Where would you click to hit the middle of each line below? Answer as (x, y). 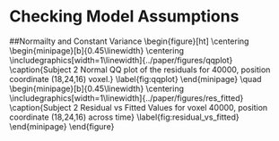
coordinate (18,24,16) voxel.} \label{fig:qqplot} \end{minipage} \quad (135, 79)
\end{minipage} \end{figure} (62, 126)
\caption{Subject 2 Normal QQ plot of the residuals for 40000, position (140, 70)
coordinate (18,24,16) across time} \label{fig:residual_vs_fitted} (124, 117)
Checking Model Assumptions (124, 17)
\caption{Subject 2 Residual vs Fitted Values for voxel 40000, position (139, 107)
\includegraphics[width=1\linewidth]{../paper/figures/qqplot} (121, 60)
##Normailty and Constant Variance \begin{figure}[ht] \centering (129, 41)
